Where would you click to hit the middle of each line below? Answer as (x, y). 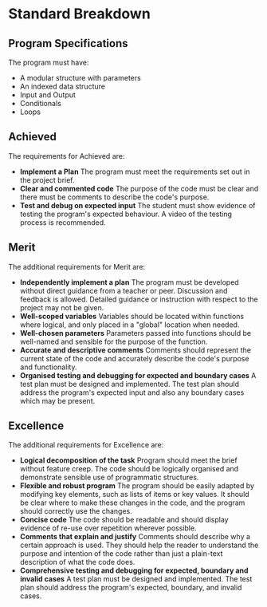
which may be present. (57, 400)
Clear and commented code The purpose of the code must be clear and (139, 188)
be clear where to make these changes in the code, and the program (132, 503)
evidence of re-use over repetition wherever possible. (108, 528)
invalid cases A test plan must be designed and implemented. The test (136, 579)
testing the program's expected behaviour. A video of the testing (126, 214)
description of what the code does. (77, 562)
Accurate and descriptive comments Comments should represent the (135, 350)
